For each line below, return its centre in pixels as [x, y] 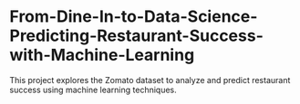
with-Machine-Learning [102, 55]
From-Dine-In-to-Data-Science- [134, 17]
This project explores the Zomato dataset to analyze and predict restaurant [150, 80]
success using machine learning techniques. [93, 90]
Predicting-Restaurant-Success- [137, 36]
